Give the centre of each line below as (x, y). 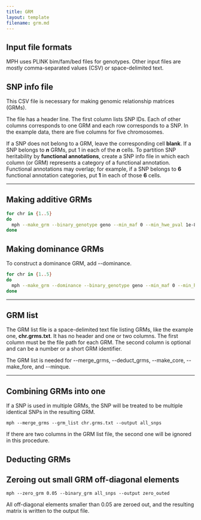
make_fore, (20, 367)
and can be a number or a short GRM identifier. (64, 349)
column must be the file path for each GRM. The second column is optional (99, 343)
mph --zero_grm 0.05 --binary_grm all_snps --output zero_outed (88, 494)
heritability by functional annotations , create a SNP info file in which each (98, 156)
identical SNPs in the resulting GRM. (51, 412)
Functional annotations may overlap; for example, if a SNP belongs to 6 (94, 169)
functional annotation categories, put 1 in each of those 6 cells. (84, 175)
